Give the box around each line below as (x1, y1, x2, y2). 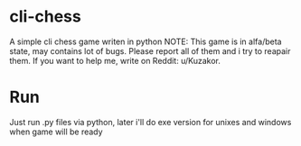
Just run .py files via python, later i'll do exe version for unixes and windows (9, 116, 292, 127)
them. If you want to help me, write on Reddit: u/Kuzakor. (9, 55, 221, 66)
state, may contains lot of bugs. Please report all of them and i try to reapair (9, 45, 291, 56)
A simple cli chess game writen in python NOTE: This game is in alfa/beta (9, 36, 282, 47)
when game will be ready (9, 126, 103, 137)
